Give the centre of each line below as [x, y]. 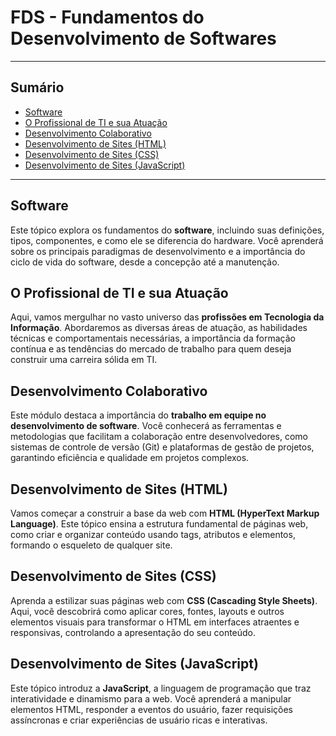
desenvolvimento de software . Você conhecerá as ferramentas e [146, 426]
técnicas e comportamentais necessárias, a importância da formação [153, 338]
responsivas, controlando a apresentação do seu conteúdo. [133, 632]
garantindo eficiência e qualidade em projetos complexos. [130, 458]
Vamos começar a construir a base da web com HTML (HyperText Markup [165, 513]
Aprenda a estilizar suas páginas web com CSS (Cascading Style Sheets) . [164, 600]
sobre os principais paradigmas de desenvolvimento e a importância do [158, 251]
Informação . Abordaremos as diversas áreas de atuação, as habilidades [159, 328]
